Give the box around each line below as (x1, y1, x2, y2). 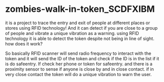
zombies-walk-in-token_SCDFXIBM (5, 3, 155, 15)
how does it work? (5, 41, 43, 46)
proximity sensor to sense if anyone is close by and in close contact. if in (5, 66, 154, 72)
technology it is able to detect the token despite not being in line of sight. (5, 36, 155, 41)
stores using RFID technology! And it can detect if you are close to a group (5, 25, 158, 31)
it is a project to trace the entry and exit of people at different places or (5, 20, 150, 26)
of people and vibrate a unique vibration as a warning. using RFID (5, 30, 139, 36)
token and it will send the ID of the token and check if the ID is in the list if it (5, 55, 160, 61)
